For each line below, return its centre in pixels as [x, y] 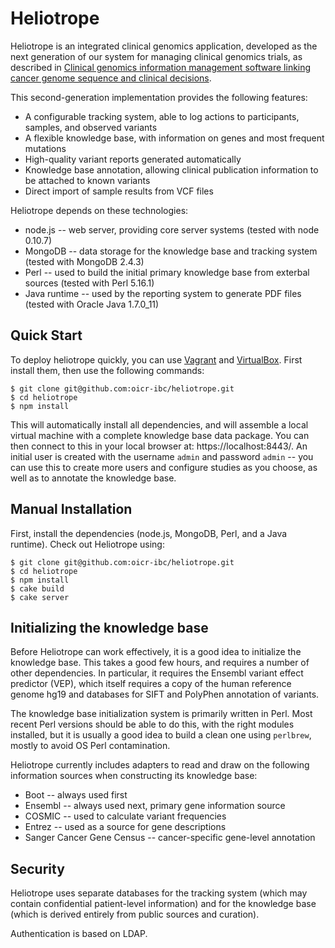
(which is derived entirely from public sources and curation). [135, 914]
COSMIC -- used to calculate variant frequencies [125, 816]
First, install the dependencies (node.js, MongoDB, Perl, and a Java [149, 533]
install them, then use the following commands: [107, 370]
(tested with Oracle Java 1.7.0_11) [92, 304]
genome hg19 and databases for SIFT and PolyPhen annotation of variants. [165, 694]
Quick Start [46, 335]
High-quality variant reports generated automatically [133, 159]
